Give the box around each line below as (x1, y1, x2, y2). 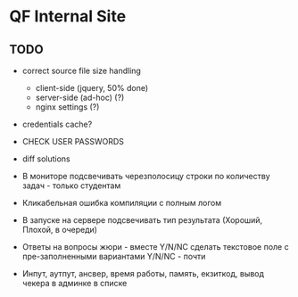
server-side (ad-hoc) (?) (35, 92, 125, 103)
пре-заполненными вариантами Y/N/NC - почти (21, 252, 206, 261)
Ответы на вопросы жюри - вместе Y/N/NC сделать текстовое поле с (21, 242, 289, 252)
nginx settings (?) (35, 102, 100, 112)
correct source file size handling (21, 65, 141, 76)
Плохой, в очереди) (21, 225, 98, 235)
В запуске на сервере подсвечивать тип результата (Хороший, (21, 215, 263, 225)
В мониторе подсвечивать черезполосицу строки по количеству (21, 171, 270, 181)
